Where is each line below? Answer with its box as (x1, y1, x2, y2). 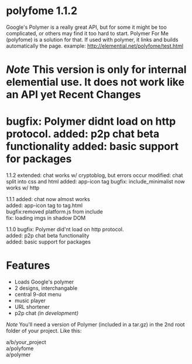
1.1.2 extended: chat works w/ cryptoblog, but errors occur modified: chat (6, 172, 183, 179)
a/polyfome (6, 345, 34, 352)
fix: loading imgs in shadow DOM (6, 215, 86, 222)
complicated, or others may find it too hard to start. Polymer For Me (6, 29, 169, 36)
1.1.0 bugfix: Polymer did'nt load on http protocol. (6, 226, 124, 233)
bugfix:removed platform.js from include (6, 208, 104, 215)
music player (14, 297, 46, 304)
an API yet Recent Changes (6, 88, 141, 101)
